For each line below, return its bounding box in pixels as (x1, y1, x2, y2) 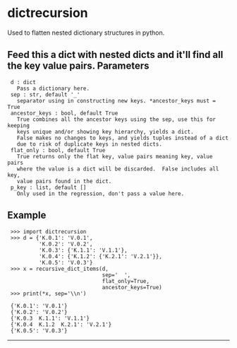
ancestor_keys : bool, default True (10, 110, 119, 117)
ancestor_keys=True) (102, 284, 162, 291)
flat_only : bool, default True (10, 146, 106, 153)
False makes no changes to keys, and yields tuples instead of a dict (16, 134, 229, 141)
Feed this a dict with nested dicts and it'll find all (7, 49, 224, 61)
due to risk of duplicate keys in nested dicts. (16, 140, 162, 148)
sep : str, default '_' (10, 91, 80, 98)
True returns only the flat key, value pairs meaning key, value (16, 153, 213, 160)
